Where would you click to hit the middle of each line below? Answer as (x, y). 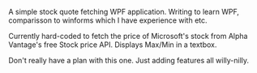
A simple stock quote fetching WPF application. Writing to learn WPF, (124, 12)
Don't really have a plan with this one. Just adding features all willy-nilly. (129, 60)
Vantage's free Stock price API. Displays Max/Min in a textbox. (113, 45)
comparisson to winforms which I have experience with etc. (108, 20)
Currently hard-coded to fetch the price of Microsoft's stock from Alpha (128, 36)
